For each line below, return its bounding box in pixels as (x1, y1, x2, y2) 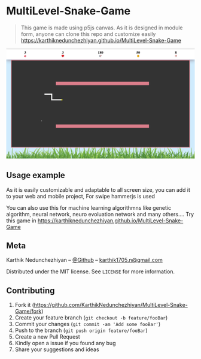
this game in (6, 217, 37, 224)
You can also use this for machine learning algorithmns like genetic (6, 204, 172, 211)
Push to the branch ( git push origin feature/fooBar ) (14, 327, 148, 334)
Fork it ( (14, 301, 35, 309)
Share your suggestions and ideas (14, 346, 100, 353)
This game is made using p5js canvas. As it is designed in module (20, 24, 184, 31)
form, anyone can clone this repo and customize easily (20, 30, 156, 37)
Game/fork (14, 307, 42, 315)
